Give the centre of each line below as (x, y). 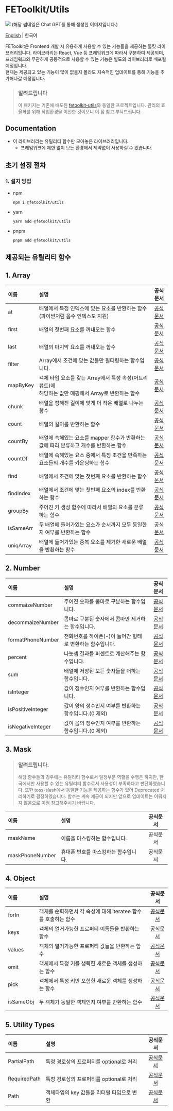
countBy (18, 441)
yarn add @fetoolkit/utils (42, 221)
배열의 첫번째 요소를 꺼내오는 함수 (77, 329)
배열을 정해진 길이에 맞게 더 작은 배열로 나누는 (91, 403)
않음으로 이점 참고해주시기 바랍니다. (59, 803)
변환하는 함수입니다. (93, 644)
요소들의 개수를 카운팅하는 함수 (74, 463)
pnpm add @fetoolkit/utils (42, 240)
